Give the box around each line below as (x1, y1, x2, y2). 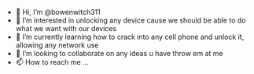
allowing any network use (15, 41, 99, 50)
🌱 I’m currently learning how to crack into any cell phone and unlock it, (15, 32, 245, 41)
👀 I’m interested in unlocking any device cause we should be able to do (15, 16, 246, 25)
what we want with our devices (15, 24, 117, 33)
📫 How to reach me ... (15, 58, 89, 66)
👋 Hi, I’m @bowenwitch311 (15, 8, 101, 16)
